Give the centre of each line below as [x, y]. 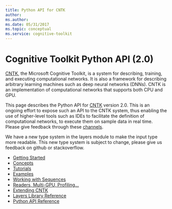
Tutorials [22, 168]
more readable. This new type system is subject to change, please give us [84, 142]
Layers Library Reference [40, 196]
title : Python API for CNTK [35, 10]
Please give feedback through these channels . [54, 127]
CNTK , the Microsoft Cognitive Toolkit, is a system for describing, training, [84, 73]
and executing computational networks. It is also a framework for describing [86, 79]
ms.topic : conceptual [28, 29]
